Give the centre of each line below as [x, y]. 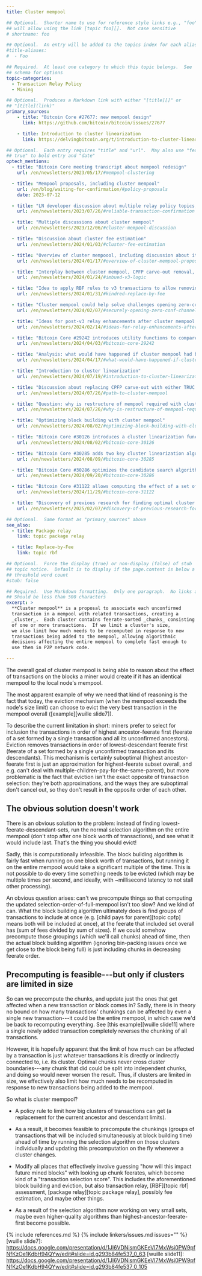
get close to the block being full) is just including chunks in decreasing [93, 949]
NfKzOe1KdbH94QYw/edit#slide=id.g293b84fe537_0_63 [76, 1254]
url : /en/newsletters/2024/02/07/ [60, 310]
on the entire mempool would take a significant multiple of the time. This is [99, 867]
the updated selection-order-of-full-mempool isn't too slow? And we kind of [100, 904]
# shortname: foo [28, 34]
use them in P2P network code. [51, 648]
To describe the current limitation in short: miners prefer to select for [91, 726]
